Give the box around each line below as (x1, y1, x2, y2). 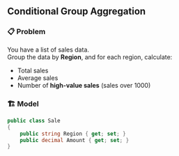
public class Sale (7, 117, 61, 124)
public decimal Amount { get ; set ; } (20, 136, 130, 143)
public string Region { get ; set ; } (20, 130, 127, 137)
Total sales (17, 66, 49, 75)
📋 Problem (7, 27, 46, 37)
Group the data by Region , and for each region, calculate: (7, 52, 173, 61)
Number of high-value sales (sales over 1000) (17, 81, 151, 89)
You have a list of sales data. (7, 45, 89, 54)
